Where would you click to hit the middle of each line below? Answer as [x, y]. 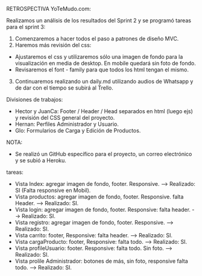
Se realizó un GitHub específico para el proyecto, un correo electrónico [103, 154]
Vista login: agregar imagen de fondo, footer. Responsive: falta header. [103, 209]
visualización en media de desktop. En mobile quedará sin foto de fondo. [105, 63]
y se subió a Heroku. [40, 160]
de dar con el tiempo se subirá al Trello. [64, 88]
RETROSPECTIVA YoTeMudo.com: [49, 9]
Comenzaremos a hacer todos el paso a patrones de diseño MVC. [97, 38]
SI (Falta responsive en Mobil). [53, 190]
